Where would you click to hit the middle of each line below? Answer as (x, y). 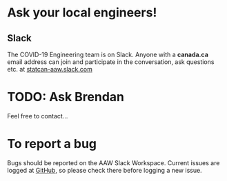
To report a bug (52, 144)
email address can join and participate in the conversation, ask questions (111, 62)
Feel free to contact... (38, 116)
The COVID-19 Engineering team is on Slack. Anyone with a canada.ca (108, 54)
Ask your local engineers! (82, 13)
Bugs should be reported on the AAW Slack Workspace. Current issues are (113, 162)
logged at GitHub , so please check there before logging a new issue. (105, 170)
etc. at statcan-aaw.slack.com (50, 69)
